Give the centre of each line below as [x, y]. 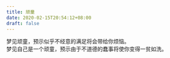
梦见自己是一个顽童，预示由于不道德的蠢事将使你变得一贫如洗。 [87, 49]
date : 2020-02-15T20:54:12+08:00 [49, 18]
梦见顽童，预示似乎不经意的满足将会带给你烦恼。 [68, 42]
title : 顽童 [20, 12]
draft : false [23, 23]
